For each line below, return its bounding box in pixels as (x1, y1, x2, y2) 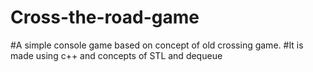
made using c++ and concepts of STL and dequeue (10, 49, 223, 61)
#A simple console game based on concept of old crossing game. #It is (10, 39, 304, 51)
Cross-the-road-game (10, 6, 200, 29)
